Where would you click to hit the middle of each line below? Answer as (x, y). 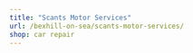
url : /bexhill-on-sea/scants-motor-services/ (96, 26)
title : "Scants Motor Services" (70, 18)
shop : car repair (42, 34)
